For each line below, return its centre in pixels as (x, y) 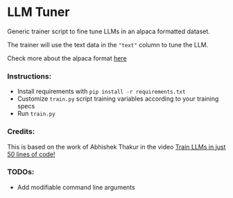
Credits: (21, 131)
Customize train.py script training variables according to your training (118, 99)
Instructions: (29, 76)
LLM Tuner (38, 12)
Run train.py (36, 114)
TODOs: (21, 172)
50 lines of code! (31, 154)
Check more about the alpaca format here (67, 58)
